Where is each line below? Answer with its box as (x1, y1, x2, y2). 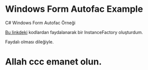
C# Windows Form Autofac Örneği (5, 20, 75, 26)
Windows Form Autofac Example (5, 3, 143, 15)
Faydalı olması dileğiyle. (5, 38, 54, 45)
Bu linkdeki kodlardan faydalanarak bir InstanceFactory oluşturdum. (5, 29, 143, 35)
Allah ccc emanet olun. (5, 56, 102, 68)
